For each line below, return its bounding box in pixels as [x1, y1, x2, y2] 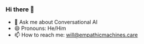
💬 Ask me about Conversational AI [14, 19, 98, 26]
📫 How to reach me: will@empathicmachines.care [14, 32, 138, 39]
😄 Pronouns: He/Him [14, 25, 66, 32]
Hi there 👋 [5, 5, 35, 13]
